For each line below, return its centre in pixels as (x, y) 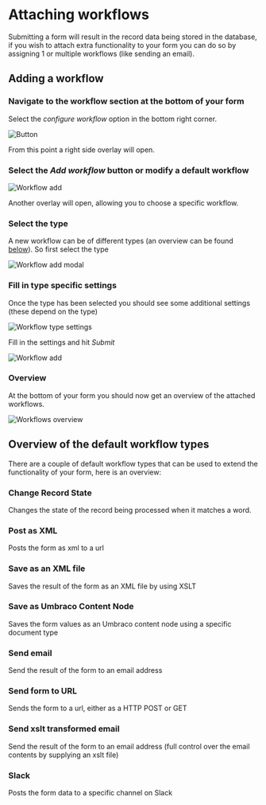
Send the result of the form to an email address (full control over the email (129, 746)
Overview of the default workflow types (109, 445)
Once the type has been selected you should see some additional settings (129, 303)
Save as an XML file (47, 569)
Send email (30, 653)
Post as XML (33, 530)
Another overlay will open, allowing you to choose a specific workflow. (123, 203)
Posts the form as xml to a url (56, 548)
